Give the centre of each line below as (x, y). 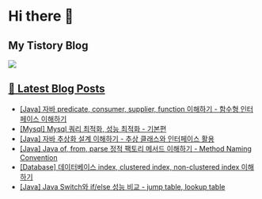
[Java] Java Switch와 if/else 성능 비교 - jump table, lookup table (122, 186)
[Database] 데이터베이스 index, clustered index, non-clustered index (129, 166)
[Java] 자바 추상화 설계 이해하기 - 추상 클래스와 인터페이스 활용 (117, 139)
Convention (38, 157)
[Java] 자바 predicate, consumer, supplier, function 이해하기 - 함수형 (129, 109)
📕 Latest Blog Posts (57, 89)
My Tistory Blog (48, 46)
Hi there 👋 (41, 16)
